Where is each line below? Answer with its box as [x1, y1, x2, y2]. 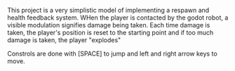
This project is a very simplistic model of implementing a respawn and [7, 6, 210, 14]
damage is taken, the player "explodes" [7, 36, 121, 44]
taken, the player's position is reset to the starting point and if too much [7, 28, 214, 37]
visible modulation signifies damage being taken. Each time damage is [7, 21, 210, 29]
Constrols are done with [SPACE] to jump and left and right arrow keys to [7, 49, 217, 58]
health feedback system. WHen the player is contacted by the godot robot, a [7, 13, 229, 22]
